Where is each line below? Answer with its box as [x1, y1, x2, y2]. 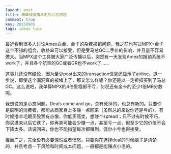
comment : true [5, 17, 36, 22]
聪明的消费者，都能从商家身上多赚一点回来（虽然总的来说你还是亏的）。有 [9, 107, 164, 113]
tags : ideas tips [5, 26, 42, 32]
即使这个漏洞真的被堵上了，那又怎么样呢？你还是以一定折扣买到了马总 [18, 77, 166, 83]
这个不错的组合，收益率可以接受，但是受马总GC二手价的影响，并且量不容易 [5, 47, 164, 53]
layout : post [5, 7, 33, 13]
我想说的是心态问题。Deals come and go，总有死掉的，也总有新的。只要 [5, 101, 158, 107]
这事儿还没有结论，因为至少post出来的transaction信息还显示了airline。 [5, 71, 154, 77]
